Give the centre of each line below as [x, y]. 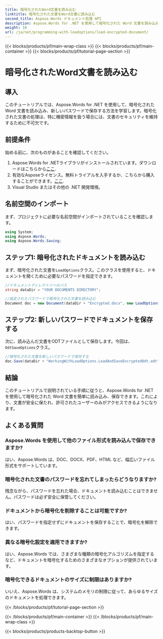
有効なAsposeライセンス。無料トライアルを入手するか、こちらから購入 [83, 175]
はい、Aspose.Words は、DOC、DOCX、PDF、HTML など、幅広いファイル [80, 459]
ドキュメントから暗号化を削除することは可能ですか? [66, 511]
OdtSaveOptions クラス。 [29, 348]
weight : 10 [16, 28]
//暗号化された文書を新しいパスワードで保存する [47, 357]
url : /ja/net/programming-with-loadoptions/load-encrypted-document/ [77, 32]
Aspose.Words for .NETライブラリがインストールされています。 [76, 163]
